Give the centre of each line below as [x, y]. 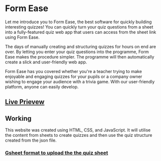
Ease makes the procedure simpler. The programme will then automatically [80, 57]
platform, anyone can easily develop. [42, 87]
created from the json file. [31, 140]
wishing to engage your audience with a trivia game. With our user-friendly [80, 81]
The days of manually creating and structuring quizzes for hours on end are [80, 46]
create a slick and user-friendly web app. [46, 62]
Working [18, 118]
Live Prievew [25, 102]
